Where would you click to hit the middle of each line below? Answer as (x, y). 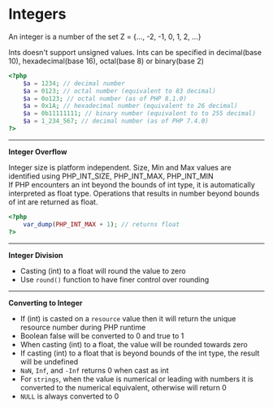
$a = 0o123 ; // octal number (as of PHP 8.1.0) (105, 98)
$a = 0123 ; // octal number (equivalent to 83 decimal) (120, 91)
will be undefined (49, 361)
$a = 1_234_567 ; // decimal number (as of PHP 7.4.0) (116, 121)
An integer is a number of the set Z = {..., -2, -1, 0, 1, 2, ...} (105, 37)
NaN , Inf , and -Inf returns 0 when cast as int (94, 370)
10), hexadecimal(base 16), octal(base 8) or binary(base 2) (106, 61)
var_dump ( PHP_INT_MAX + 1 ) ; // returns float (102, 224)
